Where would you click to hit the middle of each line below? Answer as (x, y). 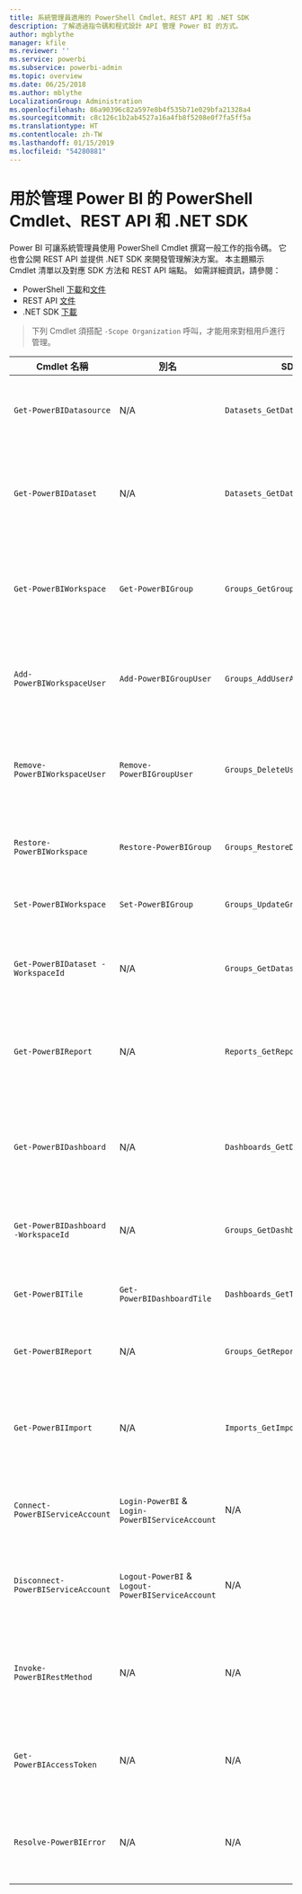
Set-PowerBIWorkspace (60, 904)
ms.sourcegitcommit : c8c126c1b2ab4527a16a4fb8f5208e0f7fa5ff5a (130, 118)
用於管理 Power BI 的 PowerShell (131, 198)
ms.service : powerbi (48, 59)
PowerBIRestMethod (53, 1677)
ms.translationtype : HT (54, 127)
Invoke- (30, 1668)
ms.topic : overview (46, 76)
